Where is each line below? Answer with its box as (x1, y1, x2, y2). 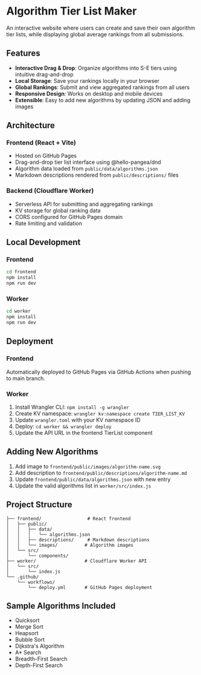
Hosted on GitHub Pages (14, 152, 77, 160)
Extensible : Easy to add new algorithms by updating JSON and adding (14, 96, 191, 103)
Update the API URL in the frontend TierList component (14, 429, 153, 436)
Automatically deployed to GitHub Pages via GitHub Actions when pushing (6, 368, 191, 376)
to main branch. (6, 374, 45, 382)
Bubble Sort (14, 636, 45, 644)
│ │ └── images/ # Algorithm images (6, 542, 134, 548)
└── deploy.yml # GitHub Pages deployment (28, 584, 153, 590)
